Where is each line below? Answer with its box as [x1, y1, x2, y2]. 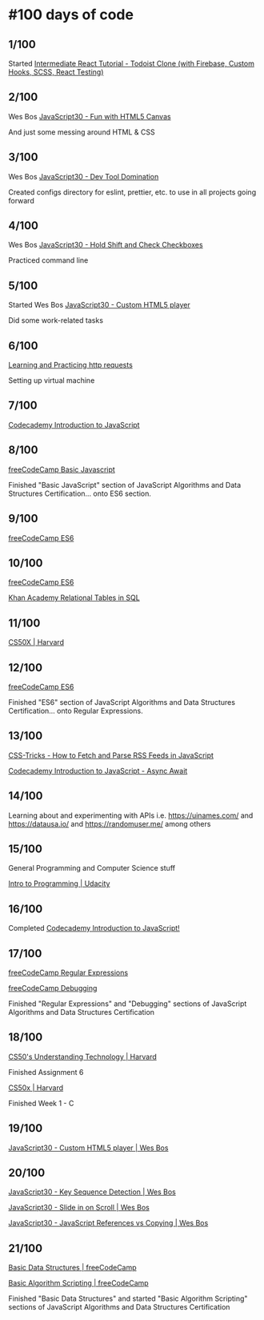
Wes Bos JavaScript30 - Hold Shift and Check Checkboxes [8, 240, 203, 250]
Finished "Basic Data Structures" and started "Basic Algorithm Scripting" [8, 1294, 248, 1303]
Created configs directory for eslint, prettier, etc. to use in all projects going [8, 187, 257, 197]
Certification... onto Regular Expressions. [8, 706, 143, 715]
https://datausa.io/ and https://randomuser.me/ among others [8, 819, 211, 828]
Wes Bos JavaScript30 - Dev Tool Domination [8, 171, 159, 181]
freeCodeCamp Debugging [8, 984, 98, 992]
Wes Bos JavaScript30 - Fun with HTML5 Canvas [8, 111, 171, 121]
